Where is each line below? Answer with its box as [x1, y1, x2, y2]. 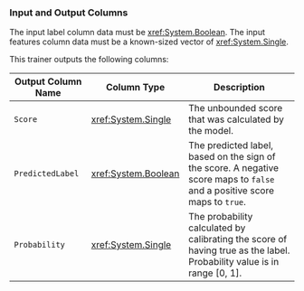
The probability [188, 211, 253, 223]
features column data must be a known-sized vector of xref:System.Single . [9, 36, 290, 47]
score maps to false [188, 174, 275, 186]
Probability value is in [188, 256, 280, 268]
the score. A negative [188, 162, 279, 174]
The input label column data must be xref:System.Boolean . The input [9, 27, 265, 38]
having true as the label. [188, 244, 290, 257]
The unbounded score [188, 102, 283, 115]
